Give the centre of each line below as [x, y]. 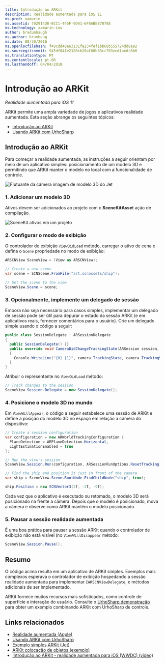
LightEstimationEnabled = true [41, 446]
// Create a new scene [28, 269]
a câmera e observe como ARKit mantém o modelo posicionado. [70, 506]
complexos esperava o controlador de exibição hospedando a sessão [75, 577]
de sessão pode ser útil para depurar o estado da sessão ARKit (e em [75, 316]
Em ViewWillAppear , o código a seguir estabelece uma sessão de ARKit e [79, 413]
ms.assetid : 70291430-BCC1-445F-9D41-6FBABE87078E [58, 23]
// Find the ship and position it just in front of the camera [71, 473]
